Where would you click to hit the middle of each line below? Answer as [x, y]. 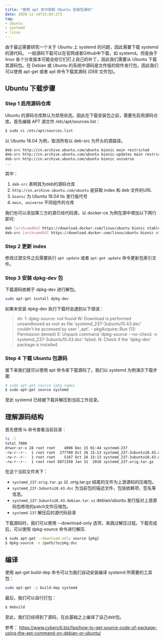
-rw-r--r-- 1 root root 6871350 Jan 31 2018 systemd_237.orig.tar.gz [79, 462]
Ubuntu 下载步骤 [30, 89]
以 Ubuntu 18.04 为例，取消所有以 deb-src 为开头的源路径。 [65, 141]
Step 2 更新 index [26, 246]
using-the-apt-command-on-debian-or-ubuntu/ [53, 633]
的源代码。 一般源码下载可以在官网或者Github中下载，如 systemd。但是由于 [81, 53]
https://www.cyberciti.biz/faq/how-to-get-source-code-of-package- [88, 627]
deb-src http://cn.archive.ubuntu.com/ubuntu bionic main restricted [77, 150]
